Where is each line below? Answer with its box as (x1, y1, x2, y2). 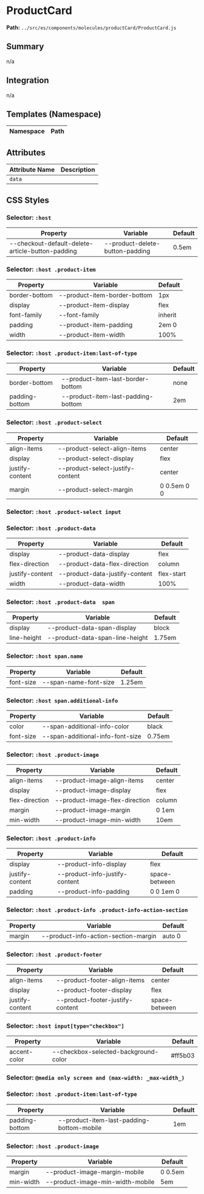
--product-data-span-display (47, 623, 137, 632)
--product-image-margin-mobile (45, 1167, 144, 1176)
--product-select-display (57, 454, 134, 463)
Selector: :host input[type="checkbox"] (6, 1021, 124, 1030)
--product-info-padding (56, 887, 130, 896)
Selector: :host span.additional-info (6, 696, 118, 704)
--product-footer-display (56, 986, 132, 994)
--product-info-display (56, 860, 127, 868)
